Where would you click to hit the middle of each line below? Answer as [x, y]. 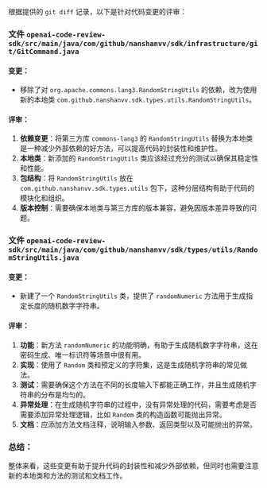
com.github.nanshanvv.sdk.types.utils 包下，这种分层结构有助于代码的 [137, 188]
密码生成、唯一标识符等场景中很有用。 [82, 354]
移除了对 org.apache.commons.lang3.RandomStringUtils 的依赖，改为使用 [138, 90]
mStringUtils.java [44, 258]
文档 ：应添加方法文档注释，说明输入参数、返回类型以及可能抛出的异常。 [138, 424]
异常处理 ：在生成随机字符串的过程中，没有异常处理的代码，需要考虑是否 [138, 405]
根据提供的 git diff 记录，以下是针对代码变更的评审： [98, 12]
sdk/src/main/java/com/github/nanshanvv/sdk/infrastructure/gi [133, 43]
